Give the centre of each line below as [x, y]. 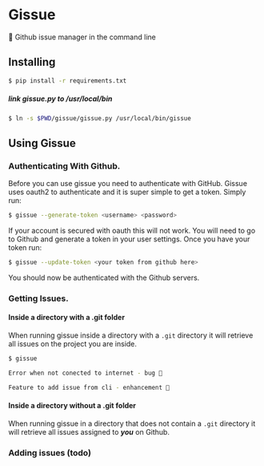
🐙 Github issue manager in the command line [82, 37]
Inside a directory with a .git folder [67, 318]
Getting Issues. [39, 298]
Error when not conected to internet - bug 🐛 [85, 373]
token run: [25, 248]
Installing [32, 62]
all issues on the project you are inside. [73, 344]
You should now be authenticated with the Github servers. [104, 278]
